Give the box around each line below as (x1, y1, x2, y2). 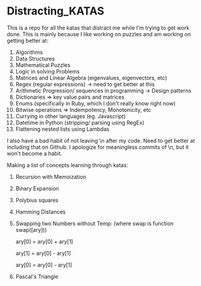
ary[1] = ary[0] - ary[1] (15, 249, 71, 256)
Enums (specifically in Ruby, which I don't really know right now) (15, 99, 176, 107)
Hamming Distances (15, 208, 66, 215)
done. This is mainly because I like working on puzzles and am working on (7, 30, 191, 37)
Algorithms (15, 48, 43, 55)
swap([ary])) (15, 226, 47, 233)
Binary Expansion (15, 185, 60, 192)
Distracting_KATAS (7, 4, 105, 18)
